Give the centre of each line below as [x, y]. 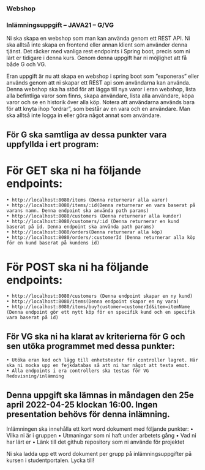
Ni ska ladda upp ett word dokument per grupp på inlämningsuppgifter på [99, 454]
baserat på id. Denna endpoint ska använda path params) [80, 227]
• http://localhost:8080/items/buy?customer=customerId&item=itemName [98, 307]
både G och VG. [26, 64]
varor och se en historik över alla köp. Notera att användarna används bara [100, 102]
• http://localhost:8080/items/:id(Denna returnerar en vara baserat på [101, 205]
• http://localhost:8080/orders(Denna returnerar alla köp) [85, 232]
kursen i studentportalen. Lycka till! [50, 460]
